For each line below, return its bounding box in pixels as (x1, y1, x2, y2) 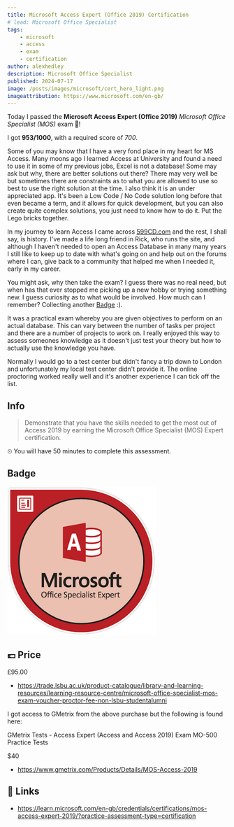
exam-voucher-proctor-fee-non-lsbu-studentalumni (17, 696, 168, 705)
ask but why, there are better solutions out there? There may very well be (7, 169, 218, 178)
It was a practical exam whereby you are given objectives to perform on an (7, 314, 222, 323)
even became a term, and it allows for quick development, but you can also (7, 199, 224, 208)
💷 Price (7, 649, 41, 661)
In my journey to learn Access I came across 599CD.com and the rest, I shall (7, 227, 227, 236)
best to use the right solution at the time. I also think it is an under (7, 184, 196, 192)
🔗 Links (7, 786, 40, 798)
